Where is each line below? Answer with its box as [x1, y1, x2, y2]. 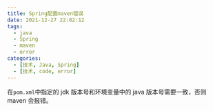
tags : [7, 23, 23, 30]
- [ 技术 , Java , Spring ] [13, 61, 80, 68]
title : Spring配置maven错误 [7, 10, 84, 17]
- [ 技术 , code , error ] [13, 68, 77, 74]
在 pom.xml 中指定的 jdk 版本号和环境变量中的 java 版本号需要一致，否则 [7, 88, 207, 96]
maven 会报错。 [7, 96, 52, 104]
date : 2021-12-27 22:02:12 [7, 17, 85, 23]
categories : [7, 55, 41, 62]
